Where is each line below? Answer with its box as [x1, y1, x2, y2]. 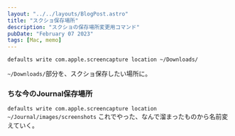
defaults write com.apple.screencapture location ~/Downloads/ [7, 56, 199, 64]
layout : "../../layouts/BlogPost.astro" [7, 10, 129, 18]
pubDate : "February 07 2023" [7, 30, 94, 38]
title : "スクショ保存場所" [7, 17, 79, 24]
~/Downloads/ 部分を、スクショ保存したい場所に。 [7, 69, 151, 78]
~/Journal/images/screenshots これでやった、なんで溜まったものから [7, 113, 209, 121]
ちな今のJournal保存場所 [7, 89, 93, 99]
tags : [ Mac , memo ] [7, 37, 62, 44]
